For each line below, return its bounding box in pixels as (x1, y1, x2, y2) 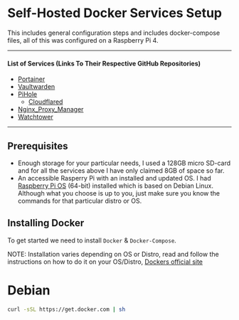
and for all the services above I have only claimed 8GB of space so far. (17, 166, 225, 175)
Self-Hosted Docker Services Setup (7, 5, 223, 21)
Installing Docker (7, 217, 85, 229)
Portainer (17, 75, 46, 83)
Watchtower (17, 112, 53, 122)
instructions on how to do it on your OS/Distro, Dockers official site (7, 257, 203, 266)
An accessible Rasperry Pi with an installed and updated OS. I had (17, 174, 211, 182)
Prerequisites (7, 140, 68, 152)
